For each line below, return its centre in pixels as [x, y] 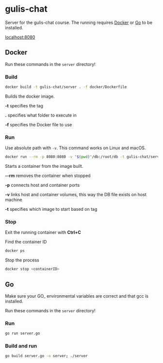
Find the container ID [26, 242]
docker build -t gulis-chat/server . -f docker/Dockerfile [66, 87]
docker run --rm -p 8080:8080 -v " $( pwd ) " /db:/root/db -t [65, 157]
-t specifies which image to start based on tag [51, 209]
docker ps [15, 251]
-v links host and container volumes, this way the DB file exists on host [76, 195]
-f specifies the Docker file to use [39, 124]
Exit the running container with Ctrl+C [43, 232]
